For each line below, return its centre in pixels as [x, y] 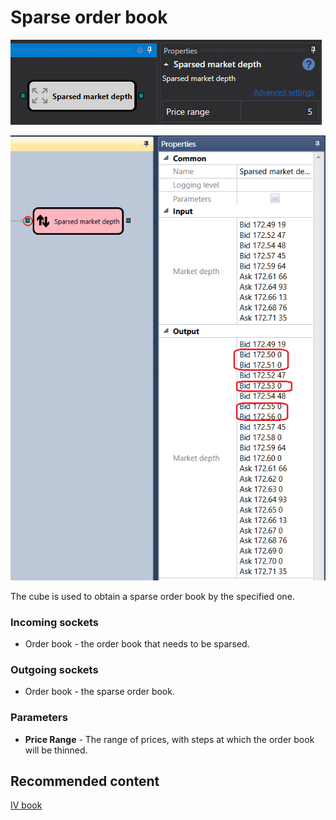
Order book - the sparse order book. [99, 692]
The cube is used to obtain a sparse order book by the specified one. [152, 596]
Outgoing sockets [54, 669]
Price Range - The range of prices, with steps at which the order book [169, 739]
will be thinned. [56, 750]
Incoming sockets [54, 622]
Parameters [39, 718]
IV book [26, 805]
